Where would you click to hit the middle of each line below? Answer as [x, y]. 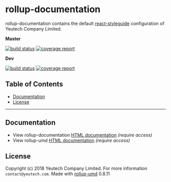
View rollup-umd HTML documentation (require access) [71, 140]
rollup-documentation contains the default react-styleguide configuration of [85, 23]
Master [13, 39]
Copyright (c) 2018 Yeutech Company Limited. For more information [76, 168]
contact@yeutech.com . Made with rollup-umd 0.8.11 [58, 174]
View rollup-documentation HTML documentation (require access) [82, 135]
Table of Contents [34, 84]
